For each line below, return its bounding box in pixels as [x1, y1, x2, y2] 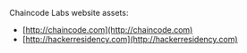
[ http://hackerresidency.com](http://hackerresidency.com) [21, 34, 239, 44]
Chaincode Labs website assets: [9, 8, 129, 18]
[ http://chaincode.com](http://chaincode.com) [21, 25, 193, 34]
